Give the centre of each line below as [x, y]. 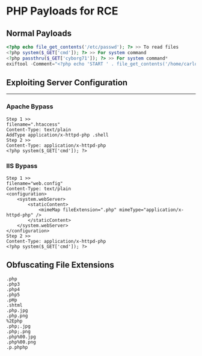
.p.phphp [17, 347]
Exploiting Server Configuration [67, 82]
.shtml [14, 305]
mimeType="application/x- [152, 210]
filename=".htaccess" [33, 124]
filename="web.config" [35, 183]
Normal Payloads [39, 33]
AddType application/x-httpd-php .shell [58, 135]
